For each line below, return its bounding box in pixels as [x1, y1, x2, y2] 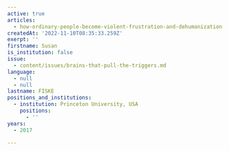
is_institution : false [7, 49, 73, 56]
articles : [7, 17, 36, 24]
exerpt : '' [7, 36, 39, 43]
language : [7, 68, 36, 75]
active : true [7, 10, 45, 17]
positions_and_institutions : [7, 95, 92, 102]
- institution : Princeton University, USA [13, 101, 139, 108]
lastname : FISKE [7, 88, 54, 95]
